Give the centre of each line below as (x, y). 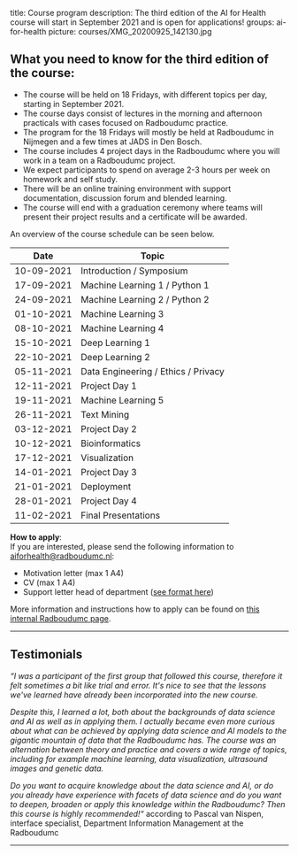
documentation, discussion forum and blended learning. (125, 197)
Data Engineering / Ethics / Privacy (152, 371)
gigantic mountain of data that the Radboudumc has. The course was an (143, 740)
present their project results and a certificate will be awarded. (135, 217)
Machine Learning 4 (122, 328)
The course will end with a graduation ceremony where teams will (143, 207)
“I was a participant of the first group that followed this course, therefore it (146, 675)
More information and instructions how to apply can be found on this (135, 609)
